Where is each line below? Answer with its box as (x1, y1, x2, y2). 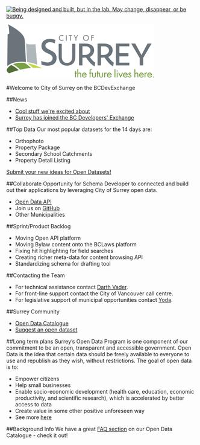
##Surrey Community (6, 308, 60, 315)
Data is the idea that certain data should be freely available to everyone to (6, 351, 190, 357)
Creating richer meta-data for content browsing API (14, 254, 143, 261)
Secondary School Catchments (14, 150, 93, 157)
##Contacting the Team (6, 272, 65, 279)
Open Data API (14, 198, 52, 205)
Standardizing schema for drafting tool (14, 260, 111, 267)
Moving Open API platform (14, 234, 81, 242)
